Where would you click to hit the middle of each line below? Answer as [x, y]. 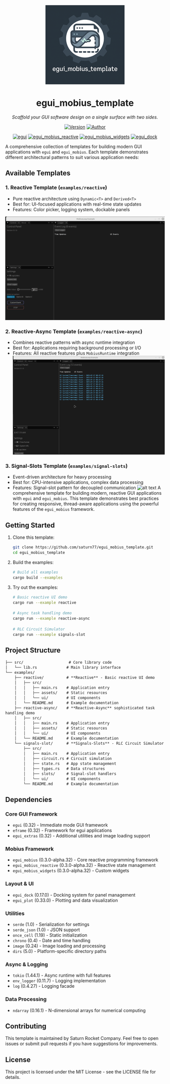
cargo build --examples [38, 577]
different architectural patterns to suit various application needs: [72, 157]
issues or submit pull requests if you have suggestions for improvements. [81, 1044]
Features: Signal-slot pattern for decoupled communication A [87, 488]
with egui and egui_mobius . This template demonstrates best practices [86, 499]
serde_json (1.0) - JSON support [46, 930]
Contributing [26, 1027]
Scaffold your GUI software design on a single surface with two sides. [85, 117]
